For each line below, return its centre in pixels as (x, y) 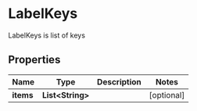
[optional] (167, 95)
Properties (34, 60)
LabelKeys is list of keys (47, 35)
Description (119, 81)
